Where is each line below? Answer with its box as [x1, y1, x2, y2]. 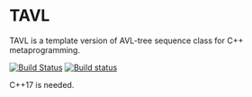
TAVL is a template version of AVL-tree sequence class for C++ [9, 35, 244, 46]
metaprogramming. [9, 44, 81, 55]
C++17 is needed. [9, 79, 75, 90]
